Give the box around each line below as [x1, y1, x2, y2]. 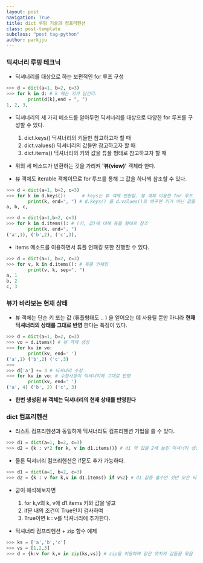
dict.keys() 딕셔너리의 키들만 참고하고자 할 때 [24, 134, 131, 141]
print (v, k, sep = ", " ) [28, 267, 85, 273]
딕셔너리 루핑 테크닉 [6, 58, 61, 67]
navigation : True [6, 15, 50, 21]
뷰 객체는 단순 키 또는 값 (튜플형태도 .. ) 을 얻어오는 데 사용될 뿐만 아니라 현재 [14, 314, 196, 321]
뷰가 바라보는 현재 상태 [6, 299, 68, 308]
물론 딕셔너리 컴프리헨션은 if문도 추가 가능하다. [14, 457, 125, 464]
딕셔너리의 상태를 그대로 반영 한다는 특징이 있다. [14, 321, 128, 329]
